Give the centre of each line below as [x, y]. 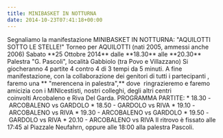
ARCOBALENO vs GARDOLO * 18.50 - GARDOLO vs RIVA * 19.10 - [102, 105]
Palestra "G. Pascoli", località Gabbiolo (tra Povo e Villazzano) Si [98, 61]
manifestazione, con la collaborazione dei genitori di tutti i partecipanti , [108, 76]
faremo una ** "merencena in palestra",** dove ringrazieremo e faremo [109, 83]
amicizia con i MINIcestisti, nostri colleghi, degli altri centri [89, 91]
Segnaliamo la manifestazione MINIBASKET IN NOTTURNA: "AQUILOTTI [109, 39]
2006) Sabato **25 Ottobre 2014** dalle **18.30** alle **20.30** [104, 54]
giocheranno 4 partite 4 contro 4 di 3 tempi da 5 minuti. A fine [95, 69]
